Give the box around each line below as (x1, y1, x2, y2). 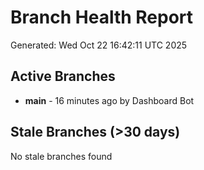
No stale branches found (10, 150, 113, 162)
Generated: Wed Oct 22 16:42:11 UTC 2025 (10, 39, 188, 51)
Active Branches (10, 68, 116, 85)
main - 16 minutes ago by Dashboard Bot (24, 94, 195, 106)
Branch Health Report (10, 6, 194, 29)
